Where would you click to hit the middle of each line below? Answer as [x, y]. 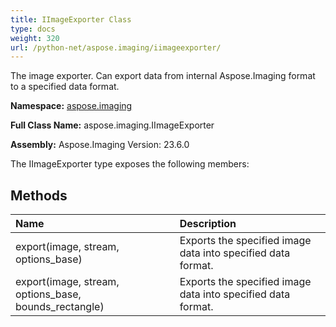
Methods [39, 195]
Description [208, 224]
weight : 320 [35, 38]
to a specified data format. [65, 87]
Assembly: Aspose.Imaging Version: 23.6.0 [100, 145]
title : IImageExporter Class [71, 19]
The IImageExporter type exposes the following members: [130, 164]
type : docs [33, 29]
